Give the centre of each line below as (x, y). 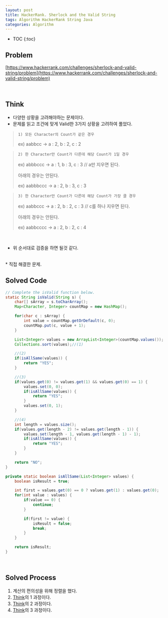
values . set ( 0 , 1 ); (43, 406)
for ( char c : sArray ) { (40, 316)
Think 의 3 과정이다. (32, 610)
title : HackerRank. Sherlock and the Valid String (60, 15)
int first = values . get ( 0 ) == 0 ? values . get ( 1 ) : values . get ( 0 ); (87, 490)
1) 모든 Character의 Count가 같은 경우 (56, 134)
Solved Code (26, 281)
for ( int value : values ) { (43, 495)
